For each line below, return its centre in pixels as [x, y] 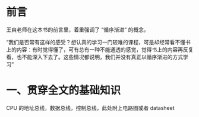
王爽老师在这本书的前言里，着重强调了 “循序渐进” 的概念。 [78, 30]
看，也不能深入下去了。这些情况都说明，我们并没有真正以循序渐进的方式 [94, 57]
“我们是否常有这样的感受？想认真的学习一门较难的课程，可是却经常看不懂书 [99, 42]
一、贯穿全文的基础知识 [64, 91]
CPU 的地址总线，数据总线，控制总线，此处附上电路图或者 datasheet [90, 108]
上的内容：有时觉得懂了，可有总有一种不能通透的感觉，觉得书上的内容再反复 [100, 49]
